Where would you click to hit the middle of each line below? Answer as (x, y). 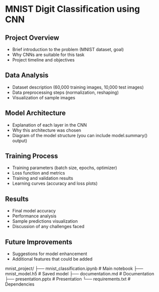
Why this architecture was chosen (47, 130)
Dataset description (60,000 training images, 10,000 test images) (78, 87)
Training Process (31, 156)
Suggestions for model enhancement (50, 254)
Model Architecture (36, 113)
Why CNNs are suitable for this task (48, 55)
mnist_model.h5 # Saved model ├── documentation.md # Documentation (80, 274)
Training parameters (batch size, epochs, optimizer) (65, 168)
